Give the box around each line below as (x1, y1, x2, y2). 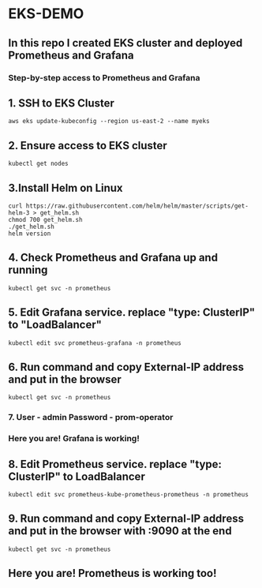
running (8, 264, 48, 277)
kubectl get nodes (8, 159, 69, 168)
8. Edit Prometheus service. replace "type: (8, 457, 223, 470)
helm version (8, 230, 51, 238)
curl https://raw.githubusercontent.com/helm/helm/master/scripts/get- (8, 202, 249, 210)
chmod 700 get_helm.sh (8, 215, 83, 223)
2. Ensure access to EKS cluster (8, 139, 167, 152)
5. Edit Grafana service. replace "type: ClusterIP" (8, 305, 256, 320)
